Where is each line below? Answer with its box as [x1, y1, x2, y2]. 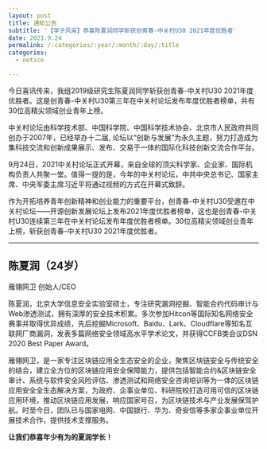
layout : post [8, 11, 52, 20]
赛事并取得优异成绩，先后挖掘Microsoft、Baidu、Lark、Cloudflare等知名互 [8, 318, 253, 328]
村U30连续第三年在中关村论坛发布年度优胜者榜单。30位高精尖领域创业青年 [8, 216, 254, 225]
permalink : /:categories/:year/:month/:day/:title [8, 41, 180, 49]
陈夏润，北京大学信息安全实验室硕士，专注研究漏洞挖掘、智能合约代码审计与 [8, 299, 259, 308]
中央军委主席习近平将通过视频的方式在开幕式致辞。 [21, 179, 189, 189]
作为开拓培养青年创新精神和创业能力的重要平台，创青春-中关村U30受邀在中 [8, 196, 256, 205]
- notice [15, 57, 44, 64]
